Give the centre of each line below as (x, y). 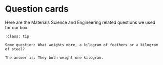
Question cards (37, 9)
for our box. (17, 27)
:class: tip (17, 36)
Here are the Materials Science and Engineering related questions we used (80, 22)
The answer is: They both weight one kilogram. (54, 57)
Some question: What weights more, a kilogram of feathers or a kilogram (82, 45)
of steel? (15, 49)
